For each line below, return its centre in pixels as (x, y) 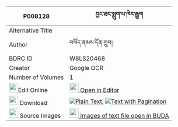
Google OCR (86, 68)
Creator (20, 68)
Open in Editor (100, 90)
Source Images (40, 116)
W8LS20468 (87, 59)
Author (18, 44)
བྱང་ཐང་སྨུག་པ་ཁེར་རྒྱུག (119, 14)
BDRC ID (21, 59)
